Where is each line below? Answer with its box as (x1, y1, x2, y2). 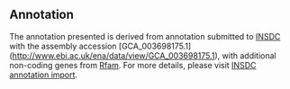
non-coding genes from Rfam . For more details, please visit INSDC (9, 59, 257, 70)
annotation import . (9, 69, 78, 80)
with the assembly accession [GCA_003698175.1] (9, 40, 192, 51)
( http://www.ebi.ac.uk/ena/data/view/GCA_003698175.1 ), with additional (9, 49, 276, 61)
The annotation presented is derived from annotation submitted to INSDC (9, 31, 281, 41)
